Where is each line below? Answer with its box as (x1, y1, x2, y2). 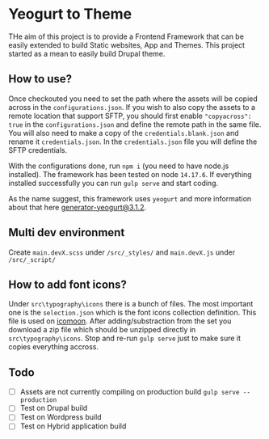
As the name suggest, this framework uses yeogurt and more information (8, 193, 252, 203)
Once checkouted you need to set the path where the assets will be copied (8, 94, 258, 103)
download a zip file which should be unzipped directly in (8, 325, 196, 335)
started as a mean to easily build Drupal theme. (8, 49, 166, 58)
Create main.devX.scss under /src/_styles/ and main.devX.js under (8, 247, 236, 257)
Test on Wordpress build (19, 412, 103, 422)
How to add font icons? (8, 277, 128, 291)
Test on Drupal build (19, 403, 88, 413)
